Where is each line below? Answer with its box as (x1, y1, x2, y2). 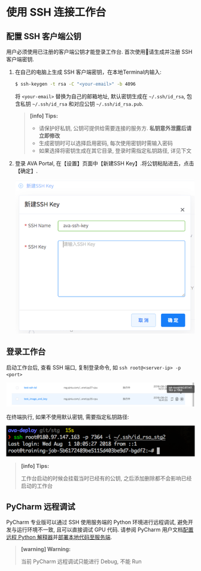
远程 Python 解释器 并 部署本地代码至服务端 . (6, 533, 112, 540)
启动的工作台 (20, 482, 53, 490)
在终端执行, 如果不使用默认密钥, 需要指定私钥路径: (6, 413, 129, 420)
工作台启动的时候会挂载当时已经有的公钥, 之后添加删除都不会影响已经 (20, 475, 192, 482)
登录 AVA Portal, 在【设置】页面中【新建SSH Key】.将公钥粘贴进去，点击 (14, 159, 194, 167)
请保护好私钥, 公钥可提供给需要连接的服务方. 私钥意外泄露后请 (38, 124, 192, 132)
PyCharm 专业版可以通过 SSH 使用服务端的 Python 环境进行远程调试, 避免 (6, 518, 188, 525)
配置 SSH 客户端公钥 (6, 31, 82, 41)
